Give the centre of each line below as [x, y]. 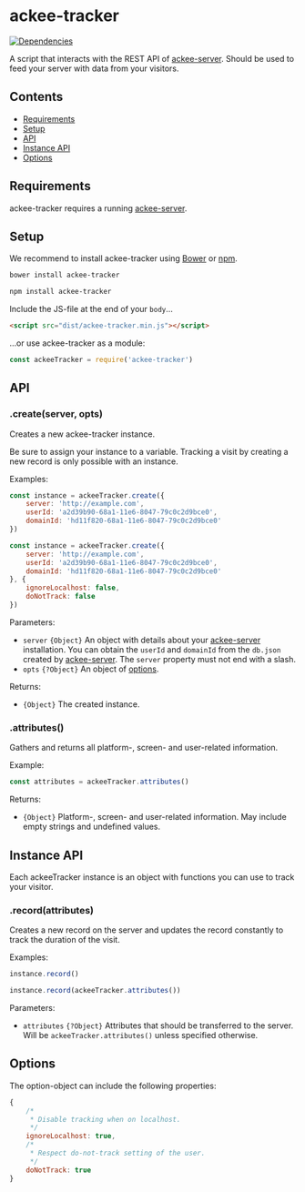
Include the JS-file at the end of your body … [91, 309]
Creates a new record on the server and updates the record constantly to [147, 930]
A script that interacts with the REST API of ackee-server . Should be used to [152, 58]
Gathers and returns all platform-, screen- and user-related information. [144, 748]
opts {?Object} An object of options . [91, 669]
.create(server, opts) [56, 414]
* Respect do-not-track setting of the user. [117, 1153]
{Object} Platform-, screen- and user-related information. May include [154, 817]
